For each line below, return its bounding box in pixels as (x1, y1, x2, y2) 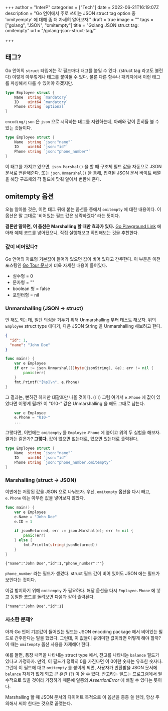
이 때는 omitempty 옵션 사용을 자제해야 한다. (5, 641, 91, 647)
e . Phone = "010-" (14, 415, 51, 420)
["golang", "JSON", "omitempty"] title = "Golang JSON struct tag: (5, 22, 139, 28)
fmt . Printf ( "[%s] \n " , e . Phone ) (14, 380, 80, 385)
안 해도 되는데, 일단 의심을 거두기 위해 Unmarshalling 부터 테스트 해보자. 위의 (5, 317, 156, 323)
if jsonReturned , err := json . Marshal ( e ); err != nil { (14, 528, 134, 533)
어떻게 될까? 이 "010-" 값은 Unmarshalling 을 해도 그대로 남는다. (18, 400, 145, 406)
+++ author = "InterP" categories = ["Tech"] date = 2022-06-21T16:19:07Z (5, 5, 159, 10)
